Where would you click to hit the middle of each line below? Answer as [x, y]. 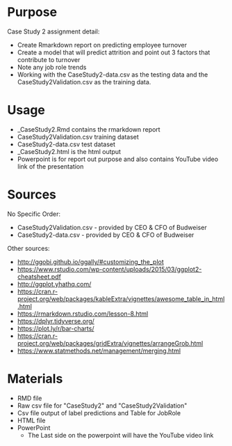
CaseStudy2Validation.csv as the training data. [84, 82]
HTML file [31, 420]
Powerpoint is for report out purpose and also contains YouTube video [118, 159]
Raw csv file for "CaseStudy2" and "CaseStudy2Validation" [102, 406]
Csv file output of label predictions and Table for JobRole [99, 413]
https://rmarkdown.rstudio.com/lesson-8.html [83, 314]
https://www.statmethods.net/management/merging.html [99, 351]
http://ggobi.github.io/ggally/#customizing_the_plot [91, 261]
